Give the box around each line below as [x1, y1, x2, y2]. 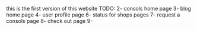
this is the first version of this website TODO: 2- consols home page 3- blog [6, 5, 192, 12]
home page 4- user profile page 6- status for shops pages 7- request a [6, 11, 180, 18]
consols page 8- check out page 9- [6, 18, 93, 24]
